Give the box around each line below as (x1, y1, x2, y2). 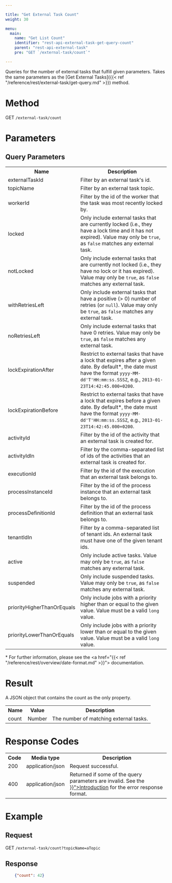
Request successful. (70, 762, 119, 770)
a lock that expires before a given (80, 397, 160, 404)
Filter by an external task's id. (80, 176, 151, 183)
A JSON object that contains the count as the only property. (5, 694, 132, 701)
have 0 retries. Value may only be (80, 329, 161, 336)
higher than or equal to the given (80, 600, 159, 607)
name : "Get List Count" (14, 35, 66, 41)
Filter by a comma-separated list (80, 524, 160, 531)
